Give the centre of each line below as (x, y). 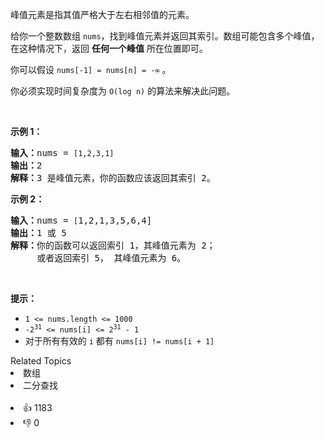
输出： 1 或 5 (38, 233)
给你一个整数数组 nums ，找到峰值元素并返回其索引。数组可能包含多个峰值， (165, 36)
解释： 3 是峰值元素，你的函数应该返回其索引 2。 (113, 178)
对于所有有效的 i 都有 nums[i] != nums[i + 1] (119, 341)
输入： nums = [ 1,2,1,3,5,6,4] (81, 220)
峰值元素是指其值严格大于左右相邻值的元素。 (102, 14)
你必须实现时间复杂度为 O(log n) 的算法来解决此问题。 (123, 91)
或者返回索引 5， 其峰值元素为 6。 (111, 258)
